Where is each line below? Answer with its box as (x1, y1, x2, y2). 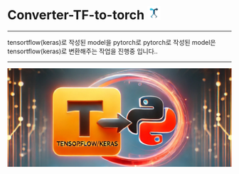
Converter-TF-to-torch (7, 7, 144, 23)
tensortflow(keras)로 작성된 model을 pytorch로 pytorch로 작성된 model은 (7, 38, 216, 46)
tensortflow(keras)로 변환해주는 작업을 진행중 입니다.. (7, 47, 158, 55)
